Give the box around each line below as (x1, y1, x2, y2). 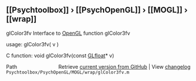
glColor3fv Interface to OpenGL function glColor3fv (6, 30, 130, 36)
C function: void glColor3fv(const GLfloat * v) (6, 52, 115, 59)
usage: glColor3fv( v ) (6, 41, 59, 47)
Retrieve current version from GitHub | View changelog (58, 63, 191, 70)
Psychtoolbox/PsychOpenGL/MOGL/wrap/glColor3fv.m (6, 69, 130, 75)
